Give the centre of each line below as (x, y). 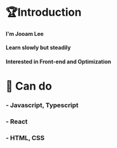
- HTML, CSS (25, 138)
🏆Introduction (44, 12)
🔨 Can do (29, 86)
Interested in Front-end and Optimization (58, 62)
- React (17, 122)
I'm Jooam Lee (25, 33)
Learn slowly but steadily (38, 48)
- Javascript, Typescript (42, 105)
